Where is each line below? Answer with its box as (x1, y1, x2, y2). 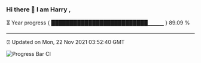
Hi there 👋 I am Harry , (6, 5, 71, 14)
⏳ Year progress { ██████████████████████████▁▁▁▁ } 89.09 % (6, 19, 190, 26)
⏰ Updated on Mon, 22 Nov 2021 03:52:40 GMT (6, 39, 125, 46)
